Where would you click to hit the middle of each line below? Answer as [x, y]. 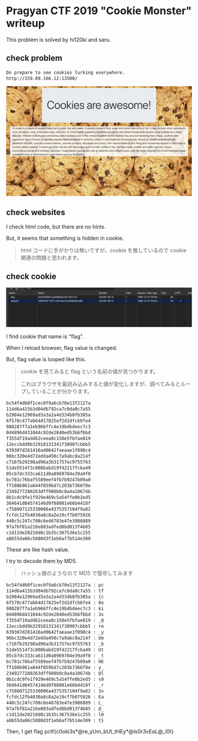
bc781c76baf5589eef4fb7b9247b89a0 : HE [55, 661]
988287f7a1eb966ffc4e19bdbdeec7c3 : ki [55, 608]
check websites [36, 212]
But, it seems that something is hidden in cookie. [65, 238]
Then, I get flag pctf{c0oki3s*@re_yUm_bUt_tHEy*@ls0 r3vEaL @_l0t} [90, 731]
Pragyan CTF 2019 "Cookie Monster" [99, 11]
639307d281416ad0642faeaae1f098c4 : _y [55, 632]
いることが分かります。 [64, 391]
